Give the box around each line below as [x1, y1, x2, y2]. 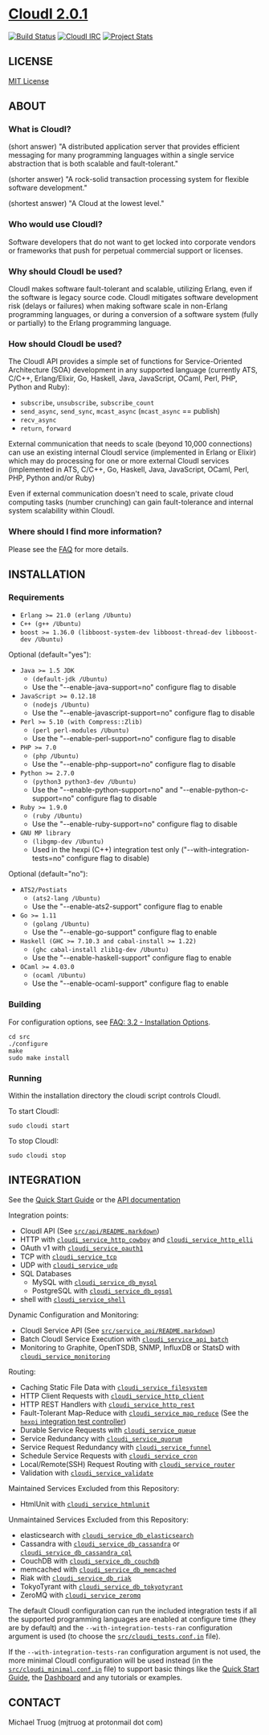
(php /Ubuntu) [31, 752, 79, 760]
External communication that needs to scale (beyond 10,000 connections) [8, 439, 253, 449]
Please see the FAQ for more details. [8, 544, 129, 554]
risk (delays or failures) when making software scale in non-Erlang [8, 301, 228, 311]
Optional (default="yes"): [8, 649, 92, 660]
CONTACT [8, 1696, 62, 1710]
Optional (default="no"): [8, 869, 88, 879]
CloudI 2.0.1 [8, 5, 88, 23]
